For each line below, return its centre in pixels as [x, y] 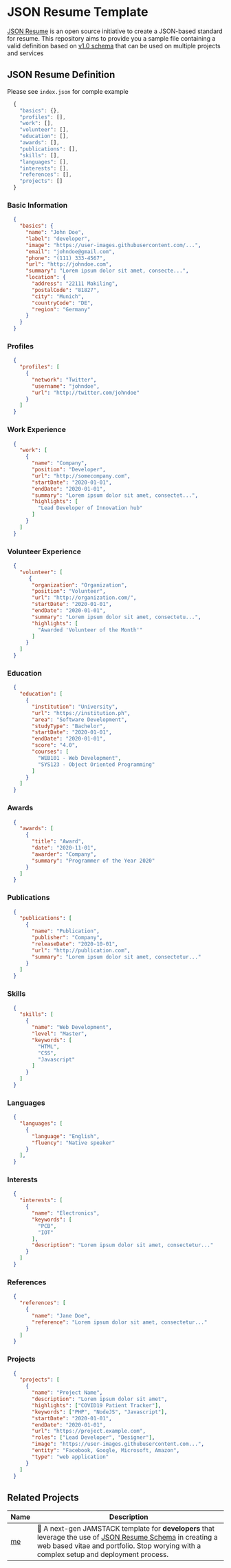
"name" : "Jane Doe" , [61, 1315]
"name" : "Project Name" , [67, 1393]
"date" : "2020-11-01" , [64, 848]
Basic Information [37, 205]
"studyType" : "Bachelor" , [69, 726]
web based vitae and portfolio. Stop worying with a [119, 1546]
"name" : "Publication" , [66, 931]
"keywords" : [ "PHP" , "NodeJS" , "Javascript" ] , [100, 1412]
